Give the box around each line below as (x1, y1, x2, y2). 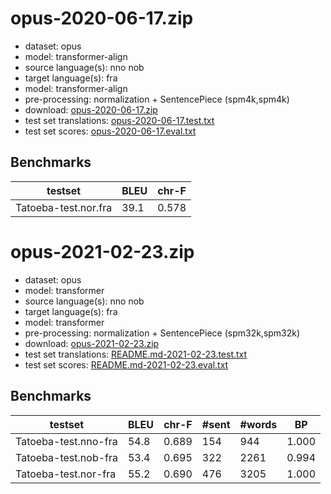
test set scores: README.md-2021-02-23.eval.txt (24, 358, 229, 371)
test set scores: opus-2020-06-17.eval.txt (24, 125, 197, 137)
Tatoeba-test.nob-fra (15, 450, 118, 464)
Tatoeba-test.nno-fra (15, 434, 118, 448)
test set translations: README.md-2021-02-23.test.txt (24, 348, 248, 360)
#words (239, 417, 278, 431)
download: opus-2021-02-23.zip (24, 337, 160, 349)
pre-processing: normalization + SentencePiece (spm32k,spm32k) (24, 327, 301, 339)
